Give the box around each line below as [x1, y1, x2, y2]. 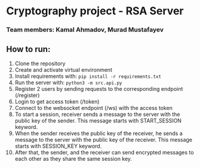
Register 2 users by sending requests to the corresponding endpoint [14, 85, 183, 92]
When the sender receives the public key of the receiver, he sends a [14, 130, 183, 137]
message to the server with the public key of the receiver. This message [14, 136, 193, 143]
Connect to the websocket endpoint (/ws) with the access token [14, 104, 173, 111]
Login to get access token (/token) [14, 97, 100, 105]
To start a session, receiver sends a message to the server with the [14, 111, 180, 118]
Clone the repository [14, 60, 66, 67]
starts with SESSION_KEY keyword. [14, 142, 102, 149]
